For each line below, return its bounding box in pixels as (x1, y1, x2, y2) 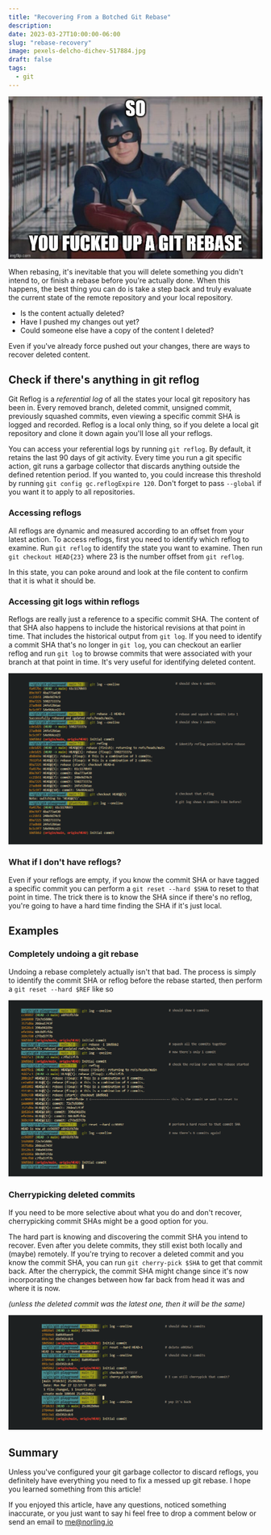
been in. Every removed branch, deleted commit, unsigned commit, (8, 403, 232, 413)
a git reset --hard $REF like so (8, 983, 115, 993)
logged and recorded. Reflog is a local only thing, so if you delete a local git (8, 420, 260, 430)
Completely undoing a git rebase (8, 949, 139, 960)
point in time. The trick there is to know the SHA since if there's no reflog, (8, 892, 252, 902)
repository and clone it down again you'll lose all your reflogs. (8, 429, 213, 438)
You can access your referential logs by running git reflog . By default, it (8, 444, 252, 454)
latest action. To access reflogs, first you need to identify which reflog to (8, 534, 250, 544)
